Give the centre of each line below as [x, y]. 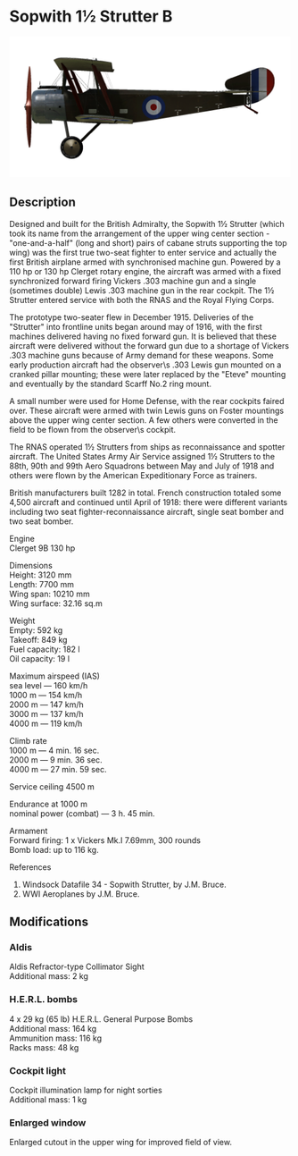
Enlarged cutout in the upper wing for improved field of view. [120, 1143]
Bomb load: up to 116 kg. [54, 849]
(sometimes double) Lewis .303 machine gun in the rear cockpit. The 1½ [142, 290]
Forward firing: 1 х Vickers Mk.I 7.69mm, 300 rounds [105, 840]
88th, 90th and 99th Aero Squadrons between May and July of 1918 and [142, 466]
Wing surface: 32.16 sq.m [56, 603]
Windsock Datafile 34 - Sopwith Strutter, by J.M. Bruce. [124, 884]
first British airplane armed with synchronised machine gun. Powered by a [145, 262]
